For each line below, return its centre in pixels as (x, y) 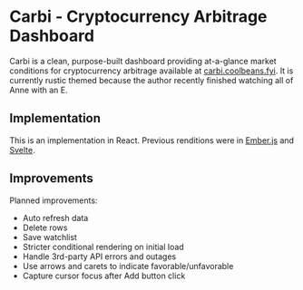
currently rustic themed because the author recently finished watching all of (151, 80)
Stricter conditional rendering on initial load (103, 246)
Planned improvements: (54, 200)
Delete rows (45, 227)
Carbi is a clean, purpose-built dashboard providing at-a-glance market (143, 61)
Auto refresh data (55, 217)
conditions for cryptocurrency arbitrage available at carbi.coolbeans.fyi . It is (151, 71)
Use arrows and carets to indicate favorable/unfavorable (128, 266)
